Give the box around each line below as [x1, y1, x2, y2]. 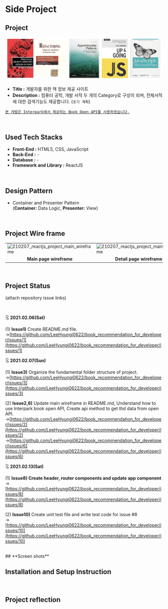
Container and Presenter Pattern [12, 200, 79, 206]
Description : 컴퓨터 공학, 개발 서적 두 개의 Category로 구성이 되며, [12, 92, 145, 98]
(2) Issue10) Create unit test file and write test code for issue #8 [5, 512, 137, 518]
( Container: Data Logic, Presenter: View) [12, 205, 98, 211]
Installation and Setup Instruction [5, 568, 111, 576]
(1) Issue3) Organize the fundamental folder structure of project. [5, 369, 138, 375]
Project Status [5, 281, 51, 290]
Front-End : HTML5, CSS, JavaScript [12, 146, 89, 153]
